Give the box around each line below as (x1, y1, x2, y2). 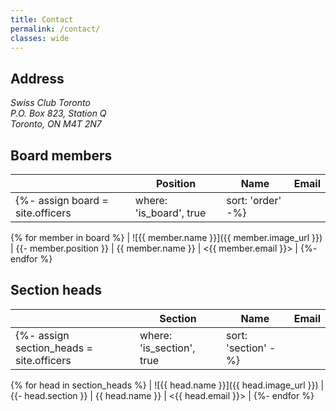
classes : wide (10, 33, 70, 43)
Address (10, 70, 65, 87)
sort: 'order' (226, 194, 282, 207)
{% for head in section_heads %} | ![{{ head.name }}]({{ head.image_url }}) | (10, 379, 325, 391)
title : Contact (10, 14, 74, 25)
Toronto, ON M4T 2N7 (10, 118, 102, 130)
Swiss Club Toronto (10, 97, 91, 109)
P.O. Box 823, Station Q (10, 107, 107, 120)
